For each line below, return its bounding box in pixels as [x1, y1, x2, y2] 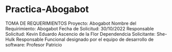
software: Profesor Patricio [5, 41, 63, 47]
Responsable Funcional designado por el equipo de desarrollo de [16, 36, 154, 42]
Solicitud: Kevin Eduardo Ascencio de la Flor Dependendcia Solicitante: [5, 31, 156, 37]
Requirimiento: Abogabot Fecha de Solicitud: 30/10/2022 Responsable [5, 25, 154, 31]
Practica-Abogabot [5, 4, 89, 15]
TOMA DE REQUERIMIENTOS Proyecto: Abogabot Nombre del [5, 20, 137, 26]
